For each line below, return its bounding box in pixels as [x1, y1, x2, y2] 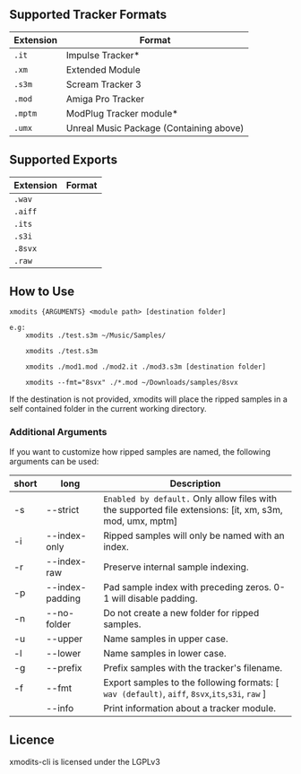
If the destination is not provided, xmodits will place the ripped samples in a [9, 394, 288, 404]
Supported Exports [9, 152, 118, 168]
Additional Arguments [9, 426, 107, 439]
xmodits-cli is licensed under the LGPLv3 [9, 756, 161, 767]
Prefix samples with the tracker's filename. [102, 661, 283, 674]
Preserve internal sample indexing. [102, 561, 249, 573]
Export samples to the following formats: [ [102, 676, 279, 689]
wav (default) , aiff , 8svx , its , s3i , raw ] [102, 687, 267, 700]
